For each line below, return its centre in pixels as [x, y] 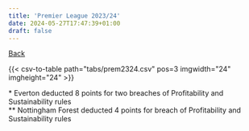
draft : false [30, 31]
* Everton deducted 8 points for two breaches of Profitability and [116, 93]
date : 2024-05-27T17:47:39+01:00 [64, 23]
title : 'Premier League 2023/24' [64, 16]
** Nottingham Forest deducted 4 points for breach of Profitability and [125, 110]
